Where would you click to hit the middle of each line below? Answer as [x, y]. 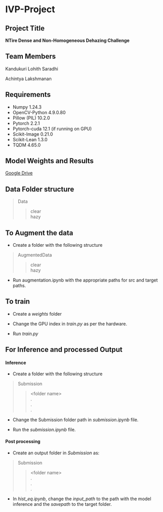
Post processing [23, 442]
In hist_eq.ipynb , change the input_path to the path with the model [82, 499]
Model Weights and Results [50, 161]
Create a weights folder [37, 314]
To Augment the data [39, 233]
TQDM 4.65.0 [27, 145]
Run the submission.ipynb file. [44, 430]
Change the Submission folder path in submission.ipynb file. [75, 420]
